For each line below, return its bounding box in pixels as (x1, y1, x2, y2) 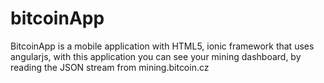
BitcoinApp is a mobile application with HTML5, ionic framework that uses (10, 40, 315, 52)
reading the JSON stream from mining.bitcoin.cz (10, 61, 210, 73)
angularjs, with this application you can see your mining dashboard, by (10, 50, 302, 62)
